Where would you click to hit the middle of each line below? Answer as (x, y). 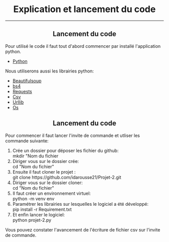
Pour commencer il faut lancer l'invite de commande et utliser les (72, 135)
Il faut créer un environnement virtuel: (52, 193)
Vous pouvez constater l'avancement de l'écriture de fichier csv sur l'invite (83, 229)
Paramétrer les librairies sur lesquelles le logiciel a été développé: (80, 204)
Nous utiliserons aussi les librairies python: (50, 71)
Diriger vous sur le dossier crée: (46, 161)
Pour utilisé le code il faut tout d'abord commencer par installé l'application (83, 46)
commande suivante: (27, 141)
